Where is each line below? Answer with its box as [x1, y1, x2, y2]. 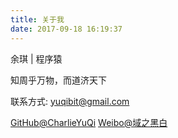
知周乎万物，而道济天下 [10, 74, 107, 86]
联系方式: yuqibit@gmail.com [10, 95, 130, 107]
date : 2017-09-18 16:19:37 [10, 24, 123, 34]
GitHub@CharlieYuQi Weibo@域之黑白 [10, 116, 168, 128]
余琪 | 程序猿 [10, 52, 63, 65]
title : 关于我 [10, 14, 65, 25]
